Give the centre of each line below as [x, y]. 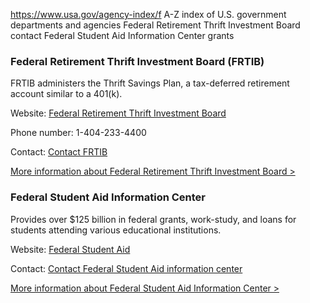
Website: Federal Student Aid [70, 249]
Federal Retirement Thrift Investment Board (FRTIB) [137, 61]
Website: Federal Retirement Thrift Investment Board [118, 113]
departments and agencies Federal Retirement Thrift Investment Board [155, 25]
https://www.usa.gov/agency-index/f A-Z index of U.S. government [148, 14]
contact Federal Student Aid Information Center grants [122, 35]
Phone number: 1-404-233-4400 [78, 133]
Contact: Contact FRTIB [59, 152]
